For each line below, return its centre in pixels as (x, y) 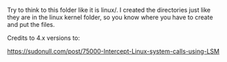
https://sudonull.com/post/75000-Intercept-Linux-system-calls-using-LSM (113, 51)
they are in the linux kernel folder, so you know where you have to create (110, 17)
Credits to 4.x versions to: (44, 38)
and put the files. (31, 24)
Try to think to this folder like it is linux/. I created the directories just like (109, 10)
